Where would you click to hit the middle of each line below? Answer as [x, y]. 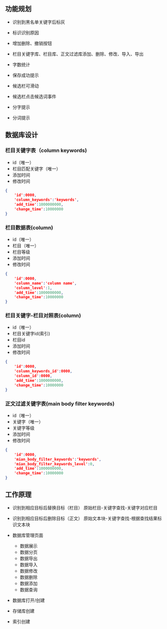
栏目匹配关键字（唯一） [36, 169]
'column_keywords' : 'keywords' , [47, 200]
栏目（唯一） [25, 246]
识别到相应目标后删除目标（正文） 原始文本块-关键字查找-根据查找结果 [85, 518]
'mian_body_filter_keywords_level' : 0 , [54, 464]
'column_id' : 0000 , [33, 376]
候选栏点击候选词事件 [34, 96]
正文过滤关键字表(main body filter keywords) [60, 403]
